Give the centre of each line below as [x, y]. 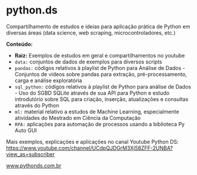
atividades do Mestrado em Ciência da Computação [78, 117]
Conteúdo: [19, 44]
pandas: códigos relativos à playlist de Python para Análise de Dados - [100, 68]
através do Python [37, 105]
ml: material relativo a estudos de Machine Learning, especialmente [97, 112]
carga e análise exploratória [48, 80]
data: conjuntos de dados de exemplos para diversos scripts [88, 62]
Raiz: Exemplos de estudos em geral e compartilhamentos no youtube [100, 55]
